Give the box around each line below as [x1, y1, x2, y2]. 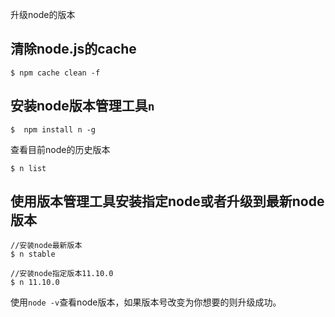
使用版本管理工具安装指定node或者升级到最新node [10, 193, 325, 210]
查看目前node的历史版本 [10, 143, 111, 155]
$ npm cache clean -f [10, 68, 101, 78]
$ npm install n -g [10, 124, 97, 135]
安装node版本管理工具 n [10, 98, 155, 115]
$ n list [10, 163, 47, 173]
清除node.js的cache [10, 41, 137, 58]
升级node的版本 [10, 9, 76, 20]
